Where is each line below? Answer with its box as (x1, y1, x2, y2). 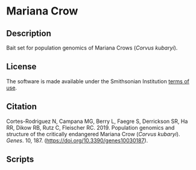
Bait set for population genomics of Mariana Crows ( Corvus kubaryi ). (6, 44, 178, 51)
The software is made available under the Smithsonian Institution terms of (6, 77, 190, 85)
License (6, 61, 37, 72)
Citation (6, 101, 37, 112)
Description (6, 28, 51, 39)
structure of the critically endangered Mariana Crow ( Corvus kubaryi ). (6, 130, 180, 137)
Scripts (6, 154, 34, 165)
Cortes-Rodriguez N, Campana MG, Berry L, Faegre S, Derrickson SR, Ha (6, 118, 188, 125)
